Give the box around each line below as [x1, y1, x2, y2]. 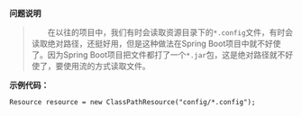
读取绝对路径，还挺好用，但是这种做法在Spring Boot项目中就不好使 [31, 39, 281, 49]
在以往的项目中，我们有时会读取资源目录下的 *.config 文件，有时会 [47, 27, 294, 38]
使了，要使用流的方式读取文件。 [31, 61, 151, 71]
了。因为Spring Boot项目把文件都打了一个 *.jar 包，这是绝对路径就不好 [31, 49, 294, 60]
